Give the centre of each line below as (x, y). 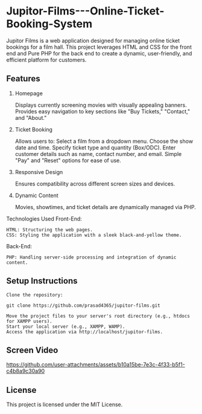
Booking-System (49, 24)
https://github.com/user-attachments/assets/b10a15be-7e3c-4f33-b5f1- (96, 365)
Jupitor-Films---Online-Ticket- (85, 11)
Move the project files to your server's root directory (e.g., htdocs (98, 316)
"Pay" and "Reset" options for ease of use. (68, 160)
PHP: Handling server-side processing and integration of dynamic (91, 257)
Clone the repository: (35, 295)
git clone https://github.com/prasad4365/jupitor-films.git (84, 306)
